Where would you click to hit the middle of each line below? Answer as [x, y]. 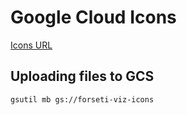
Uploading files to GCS [82, 76]
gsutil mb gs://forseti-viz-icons [82, 99]
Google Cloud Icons [93, 17]
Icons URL [31, 45]
